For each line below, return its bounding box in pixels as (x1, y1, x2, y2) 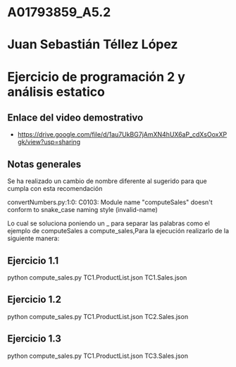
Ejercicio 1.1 (7, 254, 59, 266)
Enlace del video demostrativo (7, 111, 144, 123)
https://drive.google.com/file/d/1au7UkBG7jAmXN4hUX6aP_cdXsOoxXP (17, 130, 228, 139)
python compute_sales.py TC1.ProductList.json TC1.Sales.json (7, 273, 187, 282)
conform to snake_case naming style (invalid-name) (7, 206, 158, 214)
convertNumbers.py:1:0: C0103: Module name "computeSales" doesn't (7, 198, 213, 206)
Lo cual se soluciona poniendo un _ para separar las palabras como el (7, 219, 210, 228)
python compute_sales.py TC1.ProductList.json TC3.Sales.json (7, 352, 189, 360)
